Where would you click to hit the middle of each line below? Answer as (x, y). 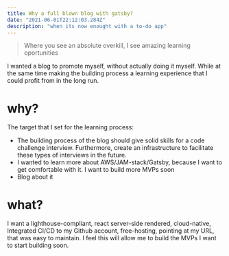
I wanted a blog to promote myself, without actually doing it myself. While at (114, 66)
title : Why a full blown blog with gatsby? (70, 13)
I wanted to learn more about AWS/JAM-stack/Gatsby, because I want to (120, 162)
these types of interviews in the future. (72, 155)
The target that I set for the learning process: (71, 127)
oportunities (41, 53)
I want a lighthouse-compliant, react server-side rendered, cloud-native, (109, 224)
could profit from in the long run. (53, 81)
